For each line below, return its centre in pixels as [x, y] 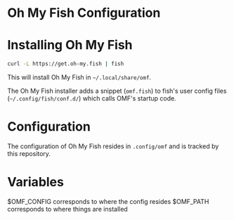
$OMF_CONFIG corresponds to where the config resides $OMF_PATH [108, 201]
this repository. [29, 153]
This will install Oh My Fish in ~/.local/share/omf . [79, 77]
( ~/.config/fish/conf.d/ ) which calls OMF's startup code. [92, 98]
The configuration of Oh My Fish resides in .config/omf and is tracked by [113, 146]
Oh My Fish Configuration [84, 13]
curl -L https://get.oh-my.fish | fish [66, 64]
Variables [36, 182]
